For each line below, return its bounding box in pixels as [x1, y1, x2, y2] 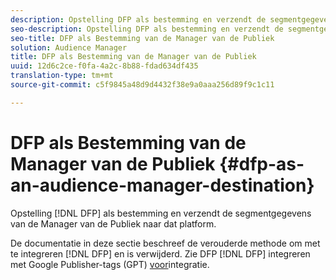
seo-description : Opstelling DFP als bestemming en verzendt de [10, 24, 284, 34]
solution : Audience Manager [10, 42, 128, 53]
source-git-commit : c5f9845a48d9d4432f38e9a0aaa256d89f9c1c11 [10, 80, 275, 90]
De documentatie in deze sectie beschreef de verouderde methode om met [10, 237, 321, 249]
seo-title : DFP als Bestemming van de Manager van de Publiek [10, 33, 275, 43]
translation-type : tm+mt [10, 71, 114, 81]
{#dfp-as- [219, 152, 305, 175]
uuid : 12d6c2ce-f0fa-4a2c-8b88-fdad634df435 [10, 61, 199, 71]
